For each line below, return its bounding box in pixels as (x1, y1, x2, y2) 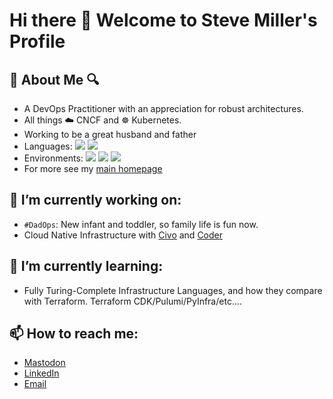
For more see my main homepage (23, 163, 163, 174)
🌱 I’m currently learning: (9, 258, 164, 275)
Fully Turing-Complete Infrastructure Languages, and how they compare (23, 284, 323, 296)
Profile (9, 30, 66, 53)
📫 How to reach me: (9, 325, 139, 343)
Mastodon (23, 357, 66, 369)
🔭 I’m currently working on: (9, 192, 182, 209)
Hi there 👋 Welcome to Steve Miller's (9, 9, 318, 32)
